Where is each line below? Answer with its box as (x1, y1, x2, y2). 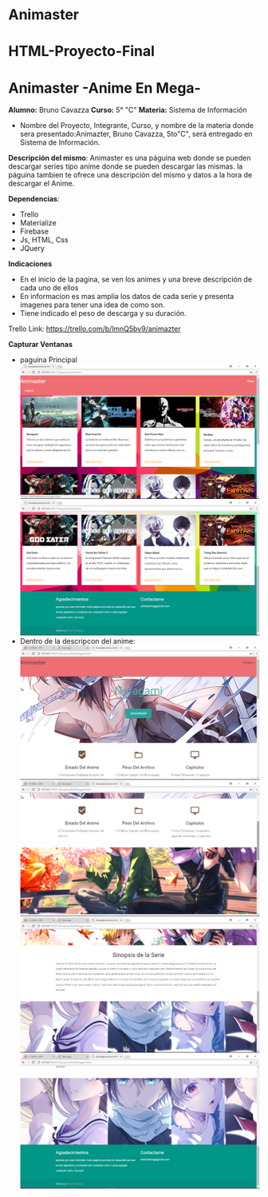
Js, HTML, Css (19, 235, 69, 245)
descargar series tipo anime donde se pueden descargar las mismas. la (8, 162, 243, 171)
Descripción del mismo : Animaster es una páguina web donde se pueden (8, 154, 251, 163)
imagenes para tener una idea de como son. (19, 300, 165, 309)
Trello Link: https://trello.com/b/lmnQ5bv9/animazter (8, 324, 181, 333)
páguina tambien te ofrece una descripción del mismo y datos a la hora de (8, 170, 253, 180)
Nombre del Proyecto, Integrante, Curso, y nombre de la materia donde (19, 121, 254, 130)
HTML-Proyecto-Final (8, 42, 156, 61)
